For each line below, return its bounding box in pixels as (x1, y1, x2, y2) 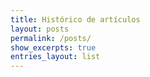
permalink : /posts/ (10, 33, 92, 43)
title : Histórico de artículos (10, 14, 141, 25)
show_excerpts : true (10, 42, 97, 53)
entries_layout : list (10, 52, 101, 62)
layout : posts (10, 24, 70, 34)
